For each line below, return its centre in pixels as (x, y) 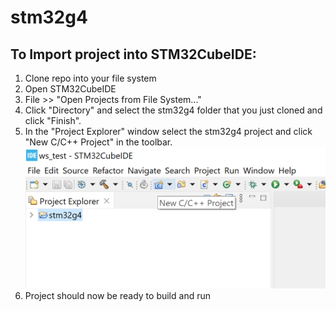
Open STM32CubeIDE (70, 89)
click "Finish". (53, 120)
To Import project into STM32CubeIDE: (133, 54)
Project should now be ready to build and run (117, 295)
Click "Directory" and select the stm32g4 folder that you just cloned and (173, 110)
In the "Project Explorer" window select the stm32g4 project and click (168, 131)
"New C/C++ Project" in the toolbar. (98, 142)
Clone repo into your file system (90, 78)
